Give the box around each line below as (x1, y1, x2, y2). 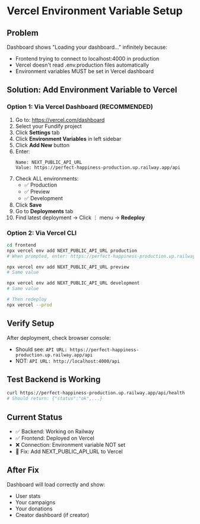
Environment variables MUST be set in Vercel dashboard (15, 68, 154, 75)
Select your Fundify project (15, 122, 82, 130)
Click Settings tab (15, 129, 60, 136)
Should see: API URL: (15, 346, 68, 353)
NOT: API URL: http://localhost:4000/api (15, 357, 120, 364)
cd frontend (7, 242, 36, 248)
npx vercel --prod (7, 302, 52, 308)
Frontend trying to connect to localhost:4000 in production (15, 55, 160, 62)
